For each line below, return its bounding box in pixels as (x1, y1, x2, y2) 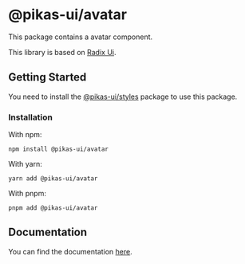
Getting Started (8, 70, 87, 85)
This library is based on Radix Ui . (8, 47, 117, 57)
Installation (8, 112, 53, 123)
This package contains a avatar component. (8, 32, 153, 41)
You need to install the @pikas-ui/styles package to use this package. (8, 92, 238, 101)
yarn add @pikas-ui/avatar (8, 175, 98, 183)
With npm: (8, 130, 42, 140)
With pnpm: (8, 189, 46, 199)
